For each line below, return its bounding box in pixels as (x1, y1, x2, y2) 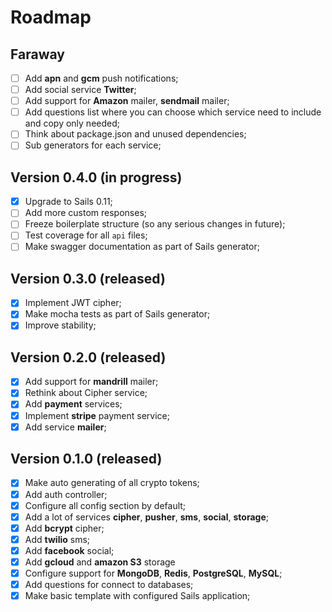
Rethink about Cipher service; (24, 387, 148, 399)
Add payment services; (24, 398, 123, 410)
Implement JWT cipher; (24, 297, 122, 309)
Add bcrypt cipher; (24, 522, 105, 534)
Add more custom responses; (24, 207, 148, 219)
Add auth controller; (24, 488, 108, 500)
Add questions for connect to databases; (24, 579, 194, 590)
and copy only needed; (24, 117, 120, 130)
